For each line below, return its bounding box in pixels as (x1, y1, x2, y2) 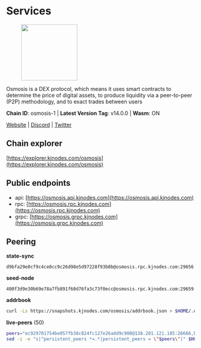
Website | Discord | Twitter (6, 121, 72, 128)
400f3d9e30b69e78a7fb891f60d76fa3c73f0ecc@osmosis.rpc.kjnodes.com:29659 (6, 286, 194, 292)
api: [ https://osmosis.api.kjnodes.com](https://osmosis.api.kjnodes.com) (14, 194, 194, 201)
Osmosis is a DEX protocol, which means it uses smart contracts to (6, 85, 172, 92)
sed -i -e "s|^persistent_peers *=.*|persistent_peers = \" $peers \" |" (6, 336, 186, 342)
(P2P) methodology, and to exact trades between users (6, 97, 142, 105)
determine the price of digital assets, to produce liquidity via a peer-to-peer (6, 91, 193, 99)
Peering (6, 236, 36, 246)
